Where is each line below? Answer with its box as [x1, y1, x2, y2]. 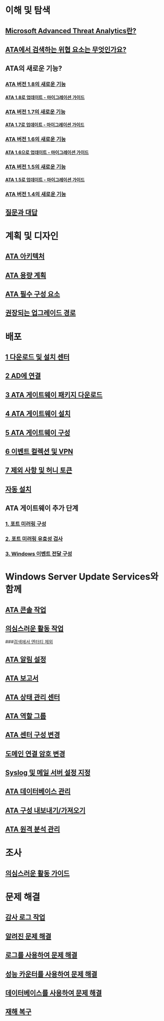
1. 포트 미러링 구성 [5, 520, 47, 528]
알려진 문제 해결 [5, 932, 52, 941]
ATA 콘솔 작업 [5, 605, 47, 614]
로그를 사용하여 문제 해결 [5, 951, 77, 959]
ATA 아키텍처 [5, 252, 45, 261]
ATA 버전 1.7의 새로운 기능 [5, 108, 66, 115]
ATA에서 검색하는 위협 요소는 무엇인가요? [5, 45, 127, 54]
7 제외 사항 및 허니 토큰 [5, 466, 72, 475]
